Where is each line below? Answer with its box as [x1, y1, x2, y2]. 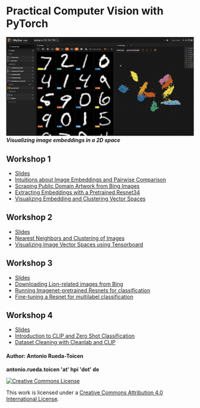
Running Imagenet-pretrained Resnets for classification [14, 286, 151, 293]
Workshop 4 [6, 310, 53, 320]
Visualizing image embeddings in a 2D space [6, 137, 121, 144]
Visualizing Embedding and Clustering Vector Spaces [14, 195, 146, 202]
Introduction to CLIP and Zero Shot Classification [14, 332, 135, 339]
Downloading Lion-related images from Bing [14, 280, 124, 288]
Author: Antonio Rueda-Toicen [6, 353, 84, 360]
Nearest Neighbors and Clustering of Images [14, 234, 125, 242]
